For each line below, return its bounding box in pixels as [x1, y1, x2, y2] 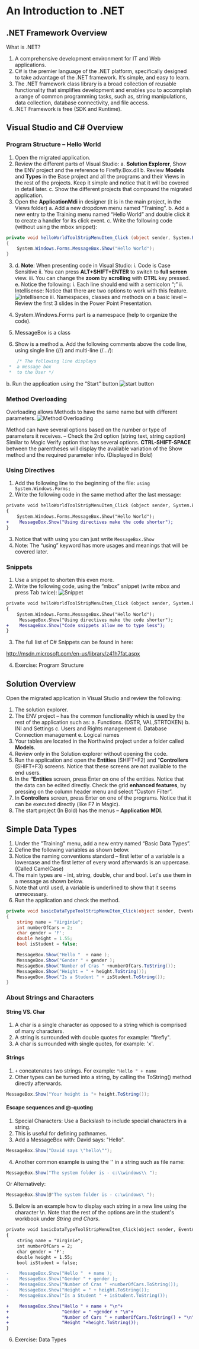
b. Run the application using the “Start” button [6, 380, 118, 387]
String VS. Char [6, 1008, 46, 1015]
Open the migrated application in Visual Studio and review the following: [6, 695, 182, 702]
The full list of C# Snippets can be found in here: [14, 639, 133, 646]
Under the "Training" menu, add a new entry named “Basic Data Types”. [14, 839, 191, 847]
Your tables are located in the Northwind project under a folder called [14, 737, 184, 745]
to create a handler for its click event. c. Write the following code [14, 217, 173, 224]
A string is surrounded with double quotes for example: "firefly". [14, 1034, 171, 1041]
